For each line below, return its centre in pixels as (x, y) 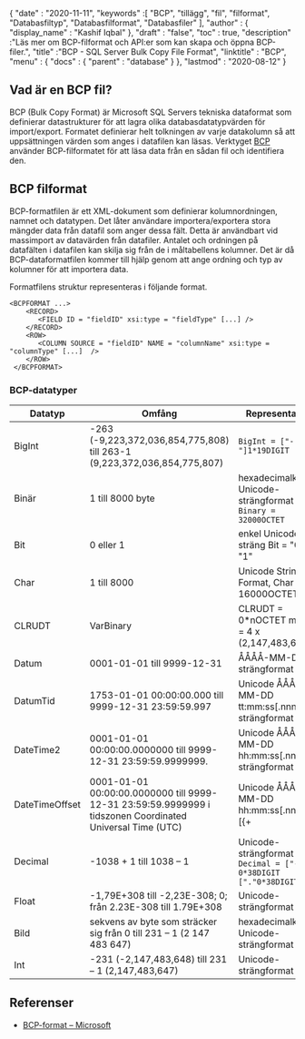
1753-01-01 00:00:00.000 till (157, 695)
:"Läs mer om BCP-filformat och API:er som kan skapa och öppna (132, 42)
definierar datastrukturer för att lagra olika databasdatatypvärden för (138, 121)
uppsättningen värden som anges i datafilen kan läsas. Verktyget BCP (140, 141)
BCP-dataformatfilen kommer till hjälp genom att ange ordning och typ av (146, 260)
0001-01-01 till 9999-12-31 (156, 663)
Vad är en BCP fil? (61, 90)
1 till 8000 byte (123, 498)
